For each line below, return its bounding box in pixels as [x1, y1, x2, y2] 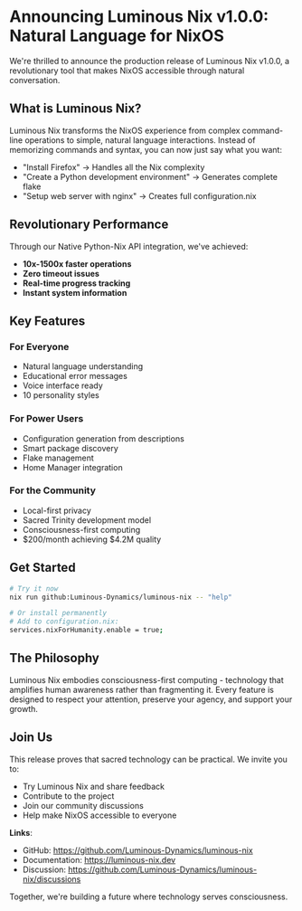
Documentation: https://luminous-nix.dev [22, 854, 176, 865]
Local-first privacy [22, 505, 92, 516]
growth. [9, 703, 39, 714]
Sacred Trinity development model [22, 514, 152, 526]
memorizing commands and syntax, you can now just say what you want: [9, 144, 283, 155]
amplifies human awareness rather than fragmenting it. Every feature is [9, 684, 274, 695]
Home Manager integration [22, 461, 124, 472]
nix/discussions [22, 873, 81, 884]
